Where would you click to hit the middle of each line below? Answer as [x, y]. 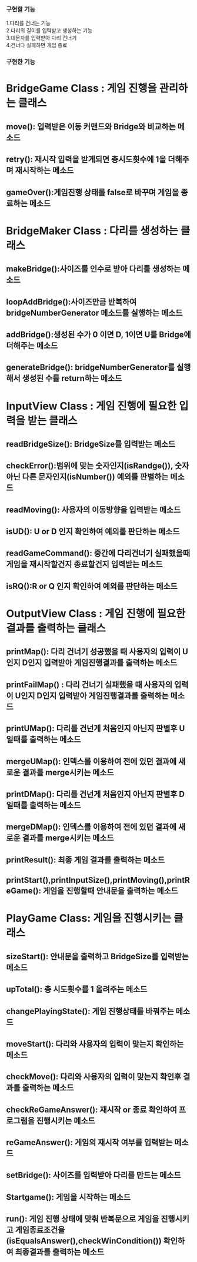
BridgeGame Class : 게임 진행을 [81, 88]
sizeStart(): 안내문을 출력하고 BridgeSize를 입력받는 [98, 956]
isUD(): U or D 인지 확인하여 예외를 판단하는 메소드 [93, 532]
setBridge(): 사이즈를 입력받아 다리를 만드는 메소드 [94, 1175]
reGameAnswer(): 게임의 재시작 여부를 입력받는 [89, 1142]
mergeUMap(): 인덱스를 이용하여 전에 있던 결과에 [91, 761]
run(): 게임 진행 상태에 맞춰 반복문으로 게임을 [83, 1219]
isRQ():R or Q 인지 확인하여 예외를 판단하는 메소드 [92, 586]
